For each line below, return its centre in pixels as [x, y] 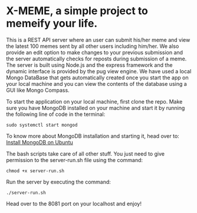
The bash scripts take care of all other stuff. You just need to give [86, 154]
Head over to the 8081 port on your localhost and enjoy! [74, 204]
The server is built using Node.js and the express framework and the [89, 65]
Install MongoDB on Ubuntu [40, 142]
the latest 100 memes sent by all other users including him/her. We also [93, 46]
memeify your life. [52, 23]
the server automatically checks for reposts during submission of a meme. [96, 59]
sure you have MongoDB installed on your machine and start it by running [96, 108]
